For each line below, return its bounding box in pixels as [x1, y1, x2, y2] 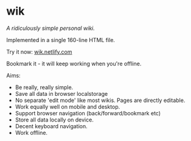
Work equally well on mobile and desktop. [15, 103, 120, 110]
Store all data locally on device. [15, 116, 94, 123]
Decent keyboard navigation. [15, 122, 88, 129]
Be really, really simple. [15, 84, 74, 91]
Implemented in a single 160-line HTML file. [6, 36, 116, 43]
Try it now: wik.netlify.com [6, 48, 72, 56]
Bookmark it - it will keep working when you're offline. [6, 60, 142, 67]
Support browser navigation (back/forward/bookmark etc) [15, 109, 161, 117]
